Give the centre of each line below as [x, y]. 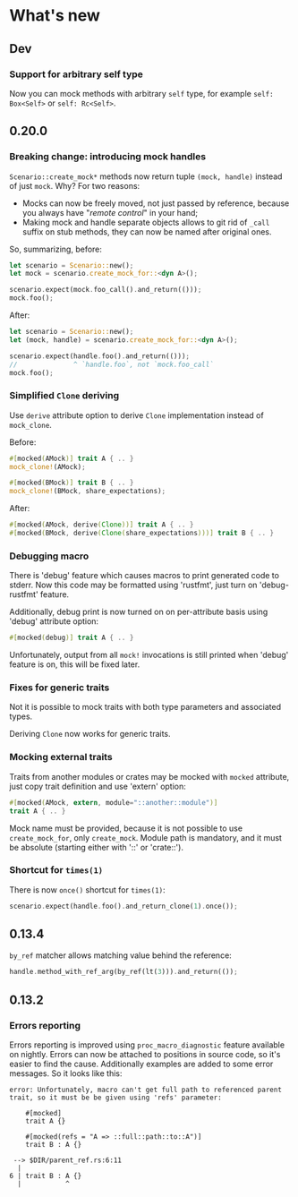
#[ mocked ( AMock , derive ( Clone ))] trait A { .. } [102, 525]
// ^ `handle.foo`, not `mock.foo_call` [112, 364]
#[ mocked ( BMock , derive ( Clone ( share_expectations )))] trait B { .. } [142, 534]
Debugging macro [49, 556]
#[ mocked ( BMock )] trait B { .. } [72, 483]
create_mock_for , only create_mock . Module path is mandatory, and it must [145, 837]
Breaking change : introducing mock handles [108, 157]
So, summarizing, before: [56, 249]
